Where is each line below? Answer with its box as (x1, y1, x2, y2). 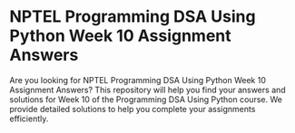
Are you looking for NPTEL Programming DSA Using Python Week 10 (9, 74, 266, 85)
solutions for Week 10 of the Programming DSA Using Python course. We (9, 93, 283, 105)
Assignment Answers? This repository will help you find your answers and (9, 84, 286, 95)
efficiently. (9, 113, 49, 124)
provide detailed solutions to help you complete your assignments (9, 103, 256, 114)
